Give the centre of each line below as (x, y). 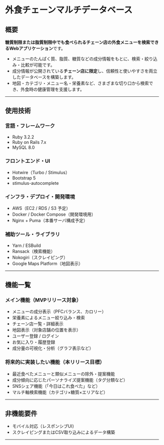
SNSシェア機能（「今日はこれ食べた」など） (56, 386)
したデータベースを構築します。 (44, 77)
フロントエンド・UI (28, 161)
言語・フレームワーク (30, 126)
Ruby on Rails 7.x (29, 142)
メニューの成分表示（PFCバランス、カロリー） (59, 311)
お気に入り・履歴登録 (33, 342)
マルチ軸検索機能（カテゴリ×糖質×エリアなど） (60, 392)
